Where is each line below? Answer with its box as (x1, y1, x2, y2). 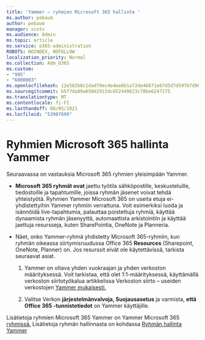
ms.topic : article (6, 37, 53, 43)
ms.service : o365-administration (6, 43, 92, 49)
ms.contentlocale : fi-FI (6, 99, 70, 106)
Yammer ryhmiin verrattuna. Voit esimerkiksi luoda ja (51, 202, 183, 209)
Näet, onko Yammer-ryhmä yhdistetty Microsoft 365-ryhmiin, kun (15, 233, 180, 241)
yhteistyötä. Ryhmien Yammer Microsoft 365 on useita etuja (15, 195, 166, 203)
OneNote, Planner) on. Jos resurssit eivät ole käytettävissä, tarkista (15, 246, 185, 253)
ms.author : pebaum (6, 15, 53, 21)
